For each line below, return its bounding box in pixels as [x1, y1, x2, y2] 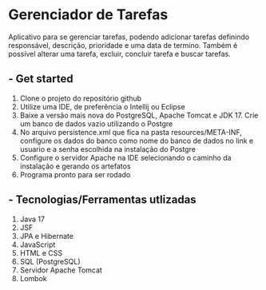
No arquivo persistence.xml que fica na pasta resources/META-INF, [19, 127, 242, 137]
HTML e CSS [19, 248, 63, 257]
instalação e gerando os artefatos [19, 161, 131, 171]
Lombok [19, 273, 48, 283]
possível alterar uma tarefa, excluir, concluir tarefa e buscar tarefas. [8, 49, 231, 58]
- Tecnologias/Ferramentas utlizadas [8, 193, 197, 207]
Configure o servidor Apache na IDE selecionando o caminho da [19, 153, 232, 162]
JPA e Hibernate [19, 231, 74, 240]
